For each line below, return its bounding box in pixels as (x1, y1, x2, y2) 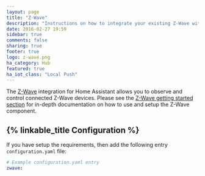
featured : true (6, 65, 45, 72)
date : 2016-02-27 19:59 (6, 26, 67, 32)
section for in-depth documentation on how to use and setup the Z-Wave (6, 101, 190, 108)
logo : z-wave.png (6, 54, 51, 60)
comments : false (6, 37, 48, 43)
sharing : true (6, 43, 43, 49)
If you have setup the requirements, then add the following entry (6, 141, 168, 149)
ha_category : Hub (6, 60, 51, 66)
